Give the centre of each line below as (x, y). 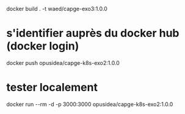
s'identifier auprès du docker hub (93, 33)
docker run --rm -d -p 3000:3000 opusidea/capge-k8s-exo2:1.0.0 (90, 104)
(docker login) (43, 46)
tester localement (52, 88)
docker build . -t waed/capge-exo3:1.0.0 (57, 9)
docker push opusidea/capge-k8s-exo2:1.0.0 (63, 62)
